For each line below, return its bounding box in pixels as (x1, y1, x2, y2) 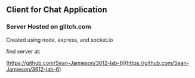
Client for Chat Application (6, 5, 107, 15)
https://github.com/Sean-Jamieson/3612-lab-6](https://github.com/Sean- (8, 59, 189, 66)
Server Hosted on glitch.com (6, 23, 91, 31)
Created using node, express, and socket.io (6, 36, 113, 43)
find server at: (6, 48, 41, 55)
